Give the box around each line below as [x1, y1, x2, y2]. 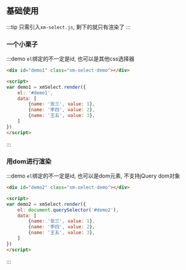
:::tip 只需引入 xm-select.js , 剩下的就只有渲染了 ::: [6, 23, 131, 31]
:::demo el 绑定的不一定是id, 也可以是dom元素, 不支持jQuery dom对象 [6, 172, 180, 179]
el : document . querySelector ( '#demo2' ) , [17, 207, 119, 213]
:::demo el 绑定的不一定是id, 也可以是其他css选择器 [6, 55, 135, 62]
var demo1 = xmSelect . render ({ [6, 84, 86, 90]
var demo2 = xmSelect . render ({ [6, 201, 86, 207]
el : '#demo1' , [17, 89, 53, 96]
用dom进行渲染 [6, 157, 52, 165]
